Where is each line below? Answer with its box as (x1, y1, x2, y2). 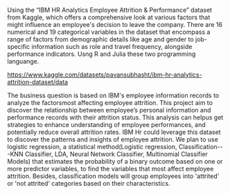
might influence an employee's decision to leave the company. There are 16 (7, 21, 223, 28)
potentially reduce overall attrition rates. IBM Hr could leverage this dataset (7, 128, 221, 136)
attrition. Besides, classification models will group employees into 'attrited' (7, 172, 220, 180)
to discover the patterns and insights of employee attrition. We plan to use (7, 135, 218, 144)
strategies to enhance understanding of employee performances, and (7, 121, 206, 128)
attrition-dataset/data (7, 78, 68, 86)
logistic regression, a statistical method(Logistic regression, (7, 143, 177, 151)
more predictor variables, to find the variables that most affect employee (7, 165, 214, 173)
